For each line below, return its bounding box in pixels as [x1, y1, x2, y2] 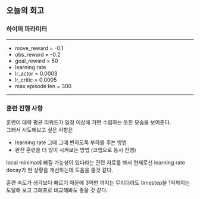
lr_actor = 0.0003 [14, 70, 58, 77]
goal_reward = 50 [14, 57, 58, 64]
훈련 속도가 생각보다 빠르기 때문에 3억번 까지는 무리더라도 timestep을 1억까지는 [6, 179, 190, 186]
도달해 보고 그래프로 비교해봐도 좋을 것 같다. [6, 186, 108, 194]
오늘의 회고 [6, 5, 45, 16]
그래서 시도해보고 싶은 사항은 [6, 126, 73, 133]
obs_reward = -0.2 [14, 51, 61, 58]
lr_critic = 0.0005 [14, 76, 57, 83]
